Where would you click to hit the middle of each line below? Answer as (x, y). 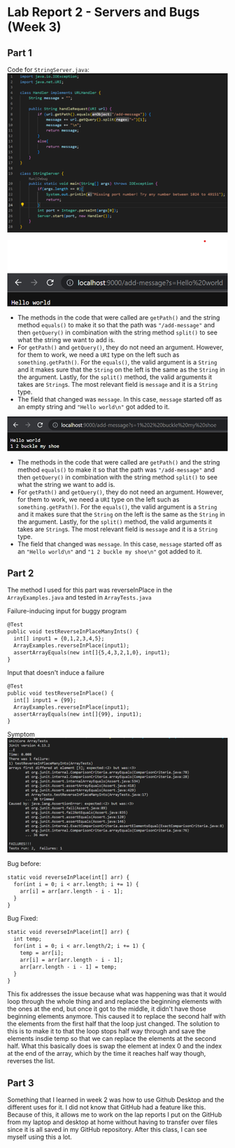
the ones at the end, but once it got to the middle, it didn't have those (107, 1009)
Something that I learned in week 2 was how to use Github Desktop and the (116, 1100)
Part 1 (20, 53)
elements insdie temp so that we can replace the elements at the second (112, 1039)
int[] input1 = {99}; (45, 700)
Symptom (21, 735)
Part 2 (21, 573)
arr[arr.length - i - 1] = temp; (69, 967)
